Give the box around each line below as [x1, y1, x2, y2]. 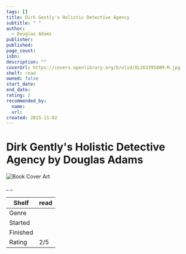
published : [6, 43, 33, 49]
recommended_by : [6, 98, 47, 104]
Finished [9, 228, 33, 237]
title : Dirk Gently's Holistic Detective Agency [6, 14, 130, 20]
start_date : [6, 81, 36, 87]
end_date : [6, 87, 31, 93]
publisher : [6, 37, 33, 43]
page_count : [6, 48, 36, 54]
